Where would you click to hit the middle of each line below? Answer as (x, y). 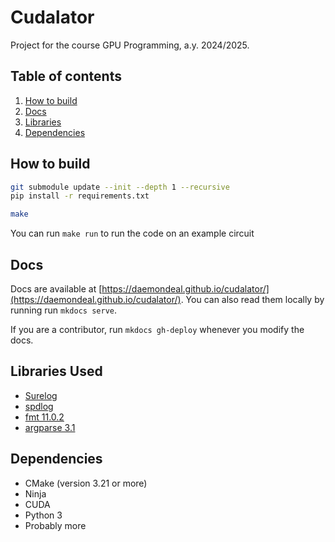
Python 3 (43, 515)
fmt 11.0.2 (44, 417)
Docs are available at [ (56, 289)
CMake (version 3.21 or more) (86, 483)
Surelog (41, 395)
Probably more (55, 525)
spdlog (39, 406)
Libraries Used (56, 371)
